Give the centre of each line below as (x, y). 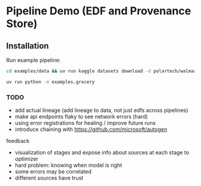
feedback (18, 141)
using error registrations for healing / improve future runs (85, 123)
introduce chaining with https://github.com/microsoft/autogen (91, 129)
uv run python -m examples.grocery (51, 82)
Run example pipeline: (33, 60)
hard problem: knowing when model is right (68, 165)
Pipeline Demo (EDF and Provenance (99, 11)
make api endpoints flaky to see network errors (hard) (81, 117)
